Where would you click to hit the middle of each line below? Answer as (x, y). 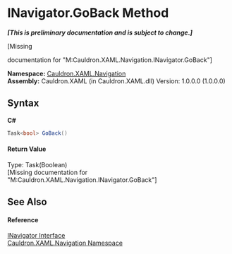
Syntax (23, 103)
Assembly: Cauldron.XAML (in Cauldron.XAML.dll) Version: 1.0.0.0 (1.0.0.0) (116, 81)
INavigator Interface (36, 236)
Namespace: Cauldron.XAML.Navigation (67, 73)
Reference (23, 219)
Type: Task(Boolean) (37, 164)
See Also (27, 202)
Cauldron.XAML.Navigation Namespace (65, 243)
